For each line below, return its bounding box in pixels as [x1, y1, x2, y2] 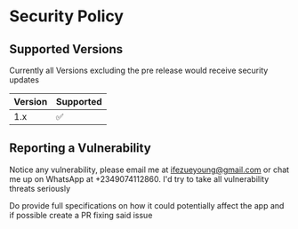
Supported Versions [9, 42, 123, 57]
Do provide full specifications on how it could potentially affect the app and [9, 200, 285, 210]
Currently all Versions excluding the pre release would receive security [9, 65, 269, 75]
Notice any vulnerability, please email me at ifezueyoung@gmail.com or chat [9, 164, 290, 175]
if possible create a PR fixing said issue [9, 209, 153, 220]
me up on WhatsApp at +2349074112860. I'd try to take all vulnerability [9, 173, 270, 184]
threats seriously [9, 183, 71, 193]
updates [9, 75, 40, 85]
